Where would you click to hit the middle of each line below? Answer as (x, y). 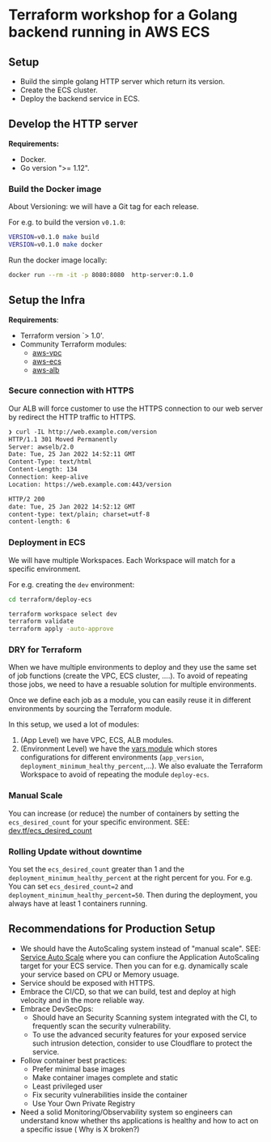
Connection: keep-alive (49, 477)
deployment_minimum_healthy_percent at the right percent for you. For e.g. (131, 878)
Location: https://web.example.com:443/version (90, 484)
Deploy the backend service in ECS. (80, 98)
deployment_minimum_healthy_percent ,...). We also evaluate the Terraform (141, 766)
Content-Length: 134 (43, 470)
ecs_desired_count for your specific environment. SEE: (99, 822)
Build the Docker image (55, 189)
